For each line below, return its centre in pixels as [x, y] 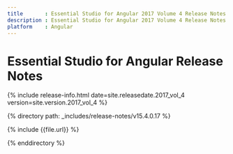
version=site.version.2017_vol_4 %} [58, 102]
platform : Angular [40, 26]
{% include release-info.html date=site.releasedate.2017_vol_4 [96, 95]
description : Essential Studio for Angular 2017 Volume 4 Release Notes [117, 20]
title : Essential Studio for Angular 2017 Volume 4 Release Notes [117, 14]
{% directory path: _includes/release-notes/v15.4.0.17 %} [89, 116]
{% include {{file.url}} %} [43, 130]
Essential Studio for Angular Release [115, 61]
